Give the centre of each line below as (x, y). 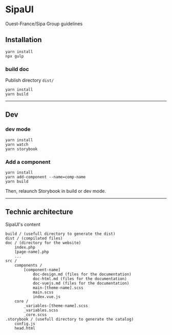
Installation (24, 40)
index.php (25, 247)
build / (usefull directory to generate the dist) (60, 234)
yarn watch (17, 144)
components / (28, 265)
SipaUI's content (23, 224)
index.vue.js (46, 296)
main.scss (43, 292)
